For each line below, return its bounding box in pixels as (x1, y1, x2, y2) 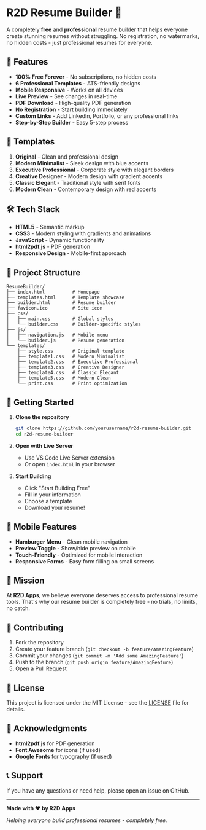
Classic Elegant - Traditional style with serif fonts (15, 179, 141, 186)
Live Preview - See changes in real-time (15, 92, 118, 100)
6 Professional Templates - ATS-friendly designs (15, 79, 141, 87)
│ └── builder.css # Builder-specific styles (6, 321, 141, 327)
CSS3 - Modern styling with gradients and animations (15, 230, 151, 237)
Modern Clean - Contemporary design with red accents (15, 186, 157, 193)
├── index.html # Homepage (6, 289, 100, 296)
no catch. (6, 605, 31, 612)
